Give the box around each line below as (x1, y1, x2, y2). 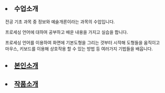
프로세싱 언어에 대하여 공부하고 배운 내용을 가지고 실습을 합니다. (5, 29, 128, 35)
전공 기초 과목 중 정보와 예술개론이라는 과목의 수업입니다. (5, 19, 115, 25)
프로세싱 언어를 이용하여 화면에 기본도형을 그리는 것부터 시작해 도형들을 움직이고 (5, 39, 160, 45)
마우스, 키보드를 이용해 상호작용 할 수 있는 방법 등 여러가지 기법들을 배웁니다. (5, 46, 153, 52)
